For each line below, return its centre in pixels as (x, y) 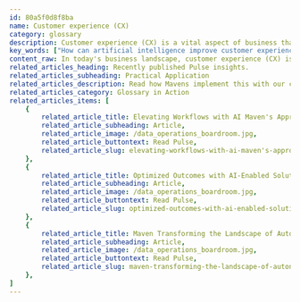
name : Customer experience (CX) (69, 26)
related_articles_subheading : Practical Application (109, 76)
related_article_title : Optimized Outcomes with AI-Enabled (155, 175)
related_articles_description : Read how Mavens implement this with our (147, 84)
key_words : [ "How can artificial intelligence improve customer (131, 51)
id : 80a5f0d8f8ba (42, 17)
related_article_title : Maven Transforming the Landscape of (158, 233)
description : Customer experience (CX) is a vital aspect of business (143, 42)
